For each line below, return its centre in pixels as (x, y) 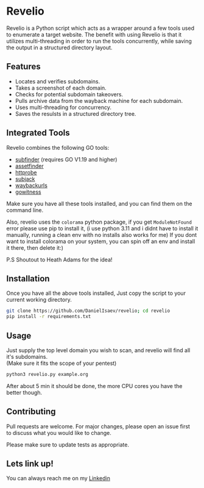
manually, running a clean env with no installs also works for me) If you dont (102, 235)
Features (23, 67)
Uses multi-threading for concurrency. (63, 107)
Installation (28, 278)
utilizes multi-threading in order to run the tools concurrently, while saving (99, 41)
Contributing (31, 412)
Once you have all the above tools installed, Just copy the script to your (96, 293)
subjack (25, 179)
